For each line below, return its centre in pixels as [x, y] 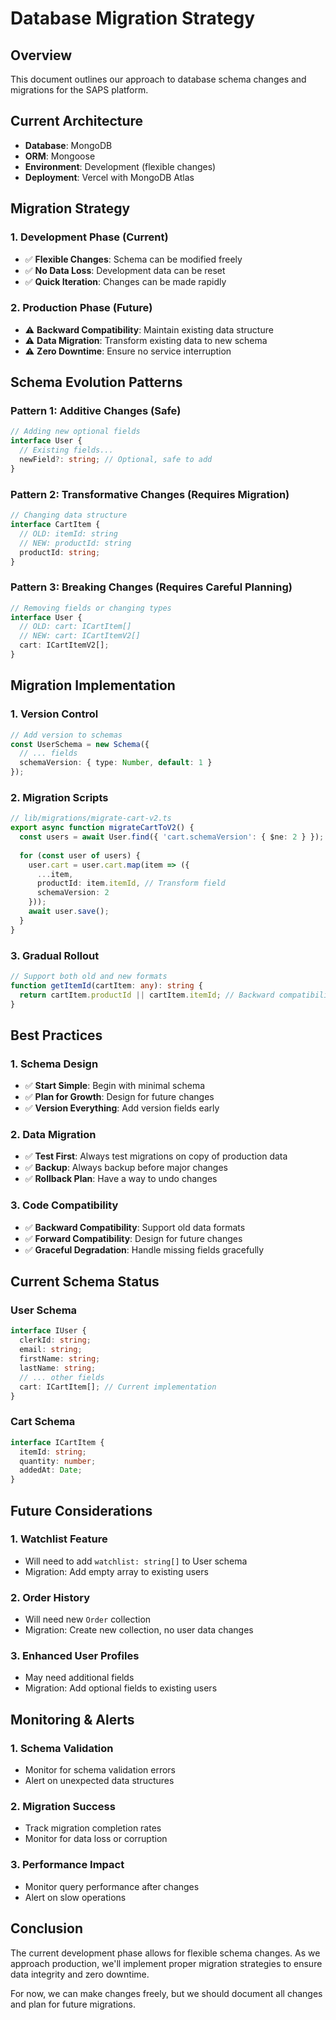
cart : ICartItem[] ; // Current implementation [118, 1387]
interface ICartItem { [57, 1442]
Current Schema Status [85, 1282]
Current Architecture [77, 121]
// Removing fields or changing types [91, 608]
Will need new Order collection [88, 1619]
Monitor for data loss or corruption [96, 1839]
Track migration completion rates [93, 1828]
